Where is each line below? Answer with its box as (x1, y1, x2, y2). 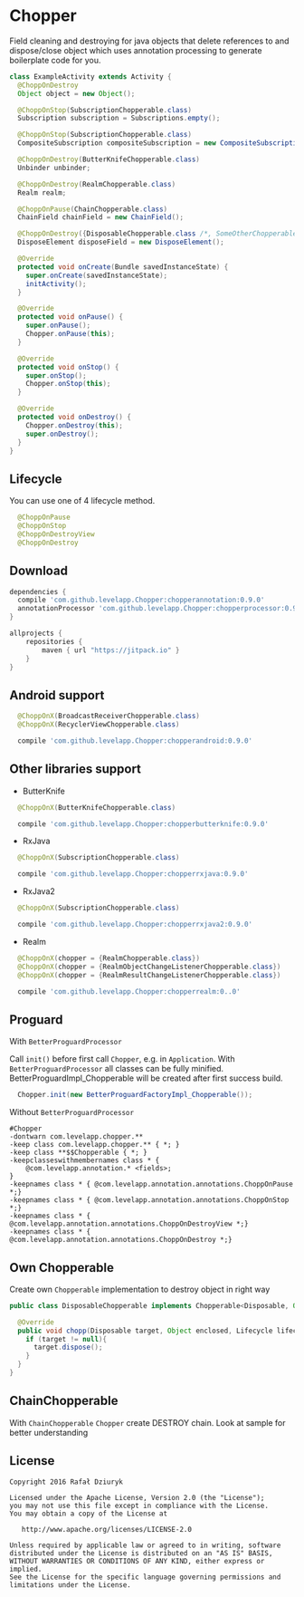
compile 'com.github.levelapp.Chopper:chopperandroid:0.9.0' (17, 736, 253, 746)
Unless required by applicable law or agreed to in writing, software (9, 1541, 281, 1550)
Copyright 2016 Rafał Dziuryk (9, 1477, 124, 1486)
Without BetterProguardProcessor (9, 1107, 134, 1118)
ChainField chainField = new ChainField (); (17, 213, 184, 222)
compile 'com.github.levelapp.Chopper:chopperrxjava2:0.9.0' (17, 920, 253, 929)
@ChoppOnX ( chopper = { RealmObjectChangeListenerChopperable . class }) (17, 962, 281, 971)
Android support (9, 688, 105, 703)
